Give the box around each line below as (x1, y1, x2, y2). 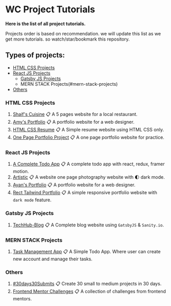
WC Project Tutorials (5, 4, 96, 15)
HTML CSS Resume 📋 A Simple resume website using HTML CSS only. (12, 127, 164, 133)
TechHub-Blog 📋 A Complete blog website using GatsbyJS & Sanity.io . (12, 222, 164, 228)
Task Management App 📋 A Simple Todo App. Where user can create (12, 248, 161, 255)
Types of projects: (5, 51, 65, 60)
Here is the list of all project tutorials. (5, 21, 86, 27)
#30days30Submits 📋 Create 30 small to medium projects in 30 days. (12, 281, 162, 287)
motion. (12, 168, 29, 175)
